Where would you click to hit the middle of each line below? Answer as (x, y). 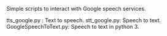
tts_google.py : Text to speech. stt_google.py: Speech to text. (84, 20)
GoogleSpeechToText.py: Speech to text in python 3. (73, 27)
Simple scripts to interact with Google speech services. (76, 9)
